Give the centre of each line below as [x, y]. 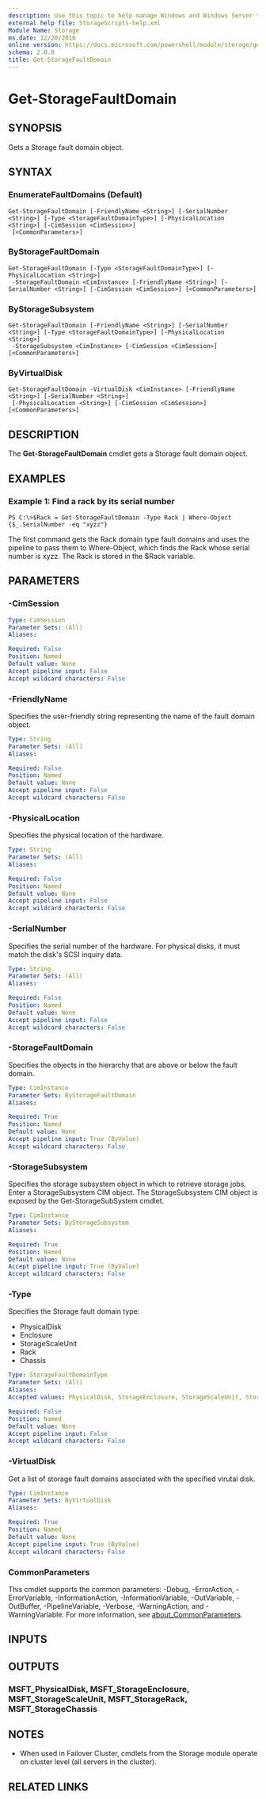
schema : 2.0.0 [32, 52]
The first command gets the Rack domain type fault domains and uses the [129, 539]
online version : [35, 45]
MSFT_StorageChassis [53, 1709]
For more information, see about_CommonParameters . [154, 1614]
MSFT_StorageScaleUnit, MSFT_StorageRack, [98, 1699]
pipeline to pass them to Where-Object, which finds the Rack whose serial [129, 547]
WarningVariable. [36, 1614]
